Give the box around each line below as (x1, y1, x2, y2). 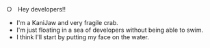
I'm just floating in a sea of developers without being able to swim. (16, 26, 204, 34)
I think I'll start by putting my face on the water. (16, 33, 150, 41)
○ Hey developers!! (6, 5, 66, 13)
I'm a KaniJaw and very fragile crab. (16, 19, 119, 26)
